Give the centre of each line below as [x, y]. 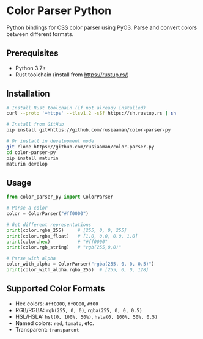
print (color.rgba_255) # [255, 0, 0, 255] [67, 230]
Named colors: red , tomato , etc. [54, 323]
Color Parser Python [59, 11]
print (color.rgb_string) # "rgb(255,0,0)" [64, 247]
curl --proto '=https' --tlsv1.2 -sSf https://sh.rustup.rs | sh [91, 114]
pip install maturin [33, 158]
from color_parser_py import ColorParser [60, 197]
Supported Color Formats [56, 289]
